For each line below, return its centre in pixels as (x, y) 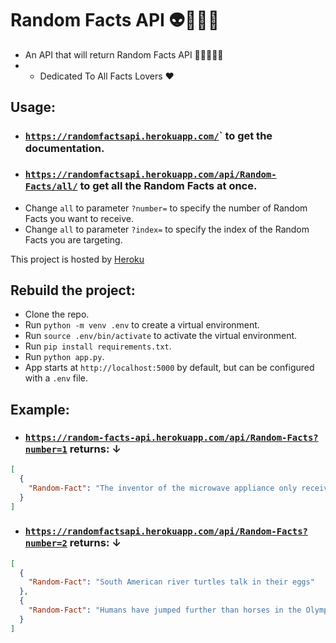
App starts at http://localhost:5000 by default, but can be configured (169, 368)
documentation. (64, 149)
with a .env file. (56, 378)
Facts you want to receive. (79, 218)
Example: (40, 409)
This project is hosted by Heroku (77, 259)
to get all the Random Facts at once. (168, 186)
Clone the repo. (57, 314)
